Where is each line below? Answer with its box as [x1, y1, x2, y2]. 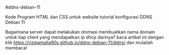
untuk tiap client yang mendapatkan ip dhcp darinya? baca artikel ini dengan [5, 34, 164, 40]
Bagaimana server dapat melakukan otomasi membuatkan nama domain [5, 29, 155, 34]
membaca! [5, 45, 28, 50]
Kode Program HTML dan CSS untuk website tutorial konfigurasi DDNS [5, 14, 152, 19]
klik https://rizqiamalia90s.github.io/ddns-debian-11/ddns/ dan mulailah [5, 39, 153, 45]
